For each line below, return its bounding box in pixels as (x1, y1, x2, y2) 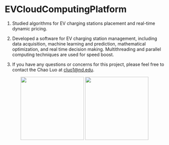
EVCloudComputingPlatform (5, 4, 127, 15)
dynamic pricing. (12, 25, 48, 31)
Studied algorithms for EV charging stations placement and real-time (12, 20, 155, 26)
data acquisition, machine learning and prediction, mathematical (12, 40, 146, 46)
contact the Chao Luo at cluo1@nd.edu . (12, 67, 95, 73)
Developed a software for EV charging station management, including (12, 35, 157, 41)
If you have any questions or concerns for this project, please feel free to (12, 61, 164, 67)
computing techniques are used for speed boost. (12, 52, 114, 58)
